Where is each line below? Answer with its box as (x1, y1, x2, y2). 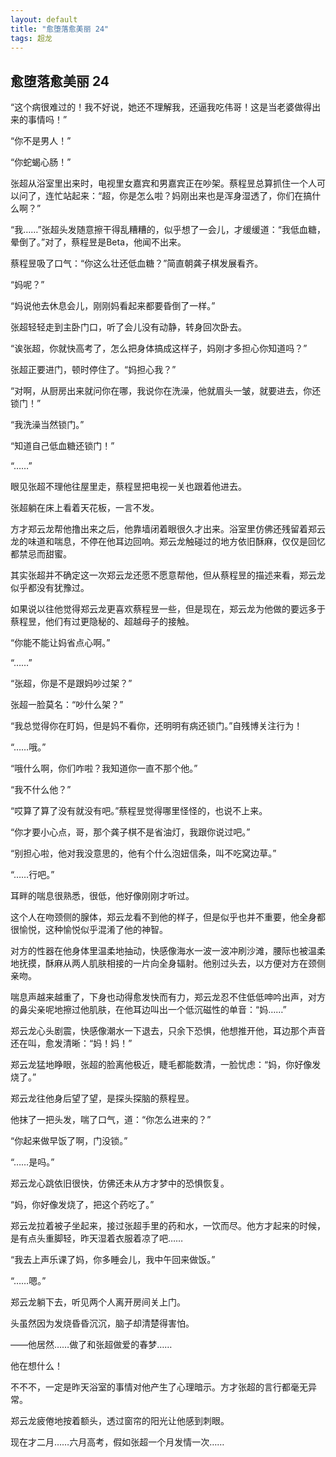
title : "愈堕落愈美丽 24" (10, 24, 110, 34)
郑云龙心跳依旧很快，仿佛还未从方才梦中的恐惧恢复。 (10, 1177, 230, 1190)
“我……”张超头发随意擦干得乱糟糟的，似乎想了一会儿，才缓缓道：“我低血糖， (10, 224, 326, 236)
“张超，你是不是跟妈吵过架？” (10, 677, 133, 690)
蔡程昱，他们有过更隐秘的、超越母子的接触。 (10, 616, 195, 628)
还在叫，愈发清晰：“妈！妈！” (10, 1037, 133, 1050)
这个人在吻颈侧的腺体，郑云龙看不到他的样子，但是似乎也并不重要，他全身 (10, 911, 317, 923)
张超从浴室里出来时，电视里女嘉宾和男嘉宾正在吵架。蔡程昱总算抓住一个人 (10, 177, 317, 190)
